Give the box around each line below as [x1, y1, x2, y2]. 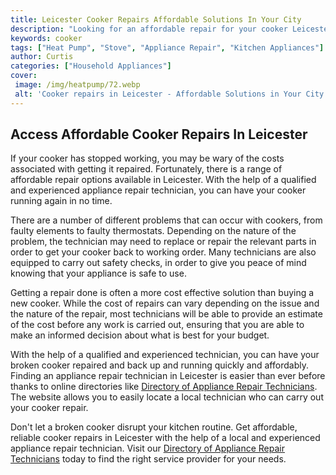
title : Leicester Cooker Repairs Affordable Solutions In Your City [10, 14, 302, 25]
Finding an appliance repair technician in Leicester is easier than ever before [10, 370, 326, 382]
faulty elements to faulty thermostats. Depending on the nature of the [10, 225, 297, 237]
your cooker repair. [10, 402, 89, 414]
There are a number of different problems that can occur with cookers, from [10, 214, 323, 226]
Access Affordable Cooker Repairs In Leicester [10, 126, 308, 143]
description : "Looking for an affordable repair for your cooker [10, 24, 288, 34]
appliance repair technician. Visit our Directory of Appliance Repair [10, 442, 286, 455]
